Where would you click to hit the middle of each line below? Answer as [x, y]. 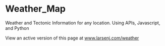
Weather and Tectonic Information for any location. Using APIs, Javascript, [83, 23]
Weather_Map [35, 9]
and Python [17, 28]
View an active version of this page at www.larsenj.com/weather [72, 38]
